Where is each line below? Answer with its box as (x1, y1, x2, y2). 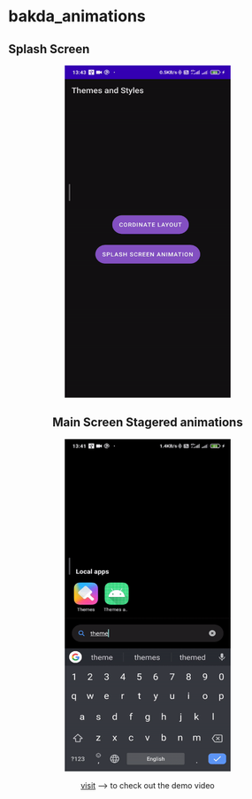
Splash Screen (8, 42, 90, 57)
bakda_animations (8, 6, 147, 27)
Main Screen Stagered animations (51, 415, 244, 431)
